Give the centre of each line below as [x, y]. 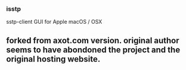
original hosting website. [53, 59]
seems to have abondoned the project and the [93, 50]
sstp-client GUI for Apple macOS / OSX [54, 22]
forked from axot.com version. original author [93, 40]
